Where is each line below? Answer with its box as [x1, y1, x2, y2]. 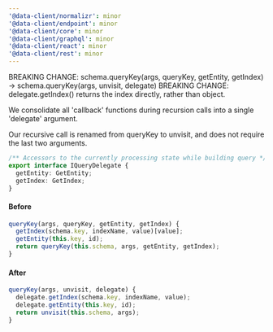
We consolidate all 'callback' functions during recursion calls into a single [8, 105, 254, 115]
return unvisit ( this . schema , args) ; [15, 308, 140, 317]
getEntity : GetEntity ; [15, 168, 93, 177]
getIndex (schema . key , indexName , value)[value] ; [15, 227, 184, 236]
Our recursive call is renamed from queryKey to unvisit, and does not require [8, 129, 265, 139]
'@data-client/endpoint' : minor [8, 20, 118, 28]
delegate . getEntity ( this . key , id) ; [15, 300, 136, 309]
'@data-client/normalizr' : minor [8, 11, 122, 20]
